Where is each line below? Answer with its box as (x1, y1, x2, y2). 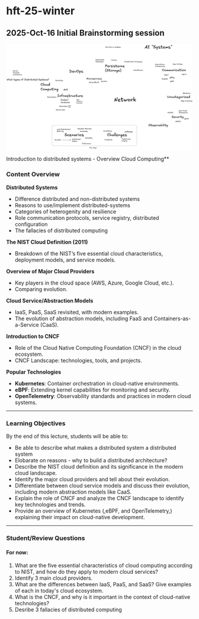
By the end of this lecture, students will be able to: (6, 432, 129, 440)
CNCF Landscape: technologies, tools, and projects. (14, 356, 142, 364)
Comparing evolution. (14, 285, 68, 292)
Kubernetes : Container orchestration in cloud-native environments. (14, 380, 179, 387)
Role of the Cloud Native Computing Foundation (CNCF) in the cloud (14, 344, 182, 351)
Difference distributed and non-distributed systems (14, 195, 140, 203)
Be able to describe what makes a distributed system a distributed (14, 444, 176, 451)
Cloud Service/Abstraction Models (6, 297, 94, 304)
